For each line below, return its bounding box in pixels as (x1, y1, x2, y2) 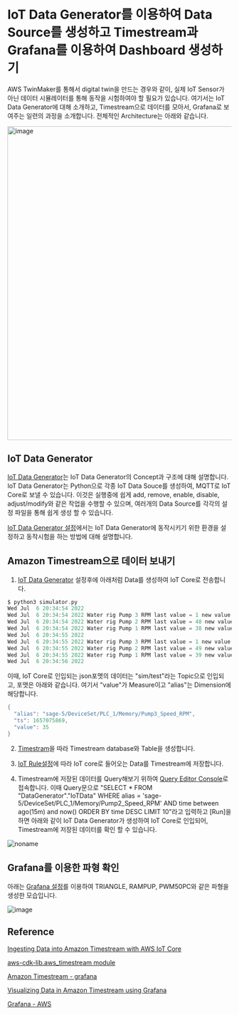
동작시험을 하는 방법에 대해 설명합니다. (26, 532, 133, 541)
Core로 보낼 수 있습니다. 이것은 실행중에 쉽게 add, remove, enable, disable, (7, 490, 220, 499)
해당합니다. (7, 689, 38, 698)
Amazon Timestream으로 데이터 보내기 (7, 555, 176, 567)
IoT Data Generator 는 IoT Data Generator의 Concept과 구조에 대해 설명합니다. (7, 472, 229, 481)
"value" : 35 (14, 724, 50, 731)
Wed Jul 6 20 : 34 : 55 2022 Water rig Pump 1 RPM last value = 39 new (7, 651, 215, 659)
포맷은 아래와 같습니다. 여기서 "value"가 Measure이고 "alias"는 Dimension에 (16, 681, 231, 689)
